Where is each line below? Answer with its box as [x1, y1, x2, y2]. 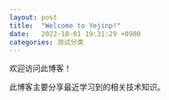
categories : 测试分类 [9, 37, 84, 47]
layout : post [9, 12, 58, 22]
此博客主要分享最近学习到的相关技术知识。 [9, 81, 165, 93]
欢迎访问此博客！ [9, 63, 72, 73]
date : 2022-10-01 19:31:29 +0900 [9, 29, 141, 38]
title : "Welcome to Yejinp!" [9, 21, 122, 30]
